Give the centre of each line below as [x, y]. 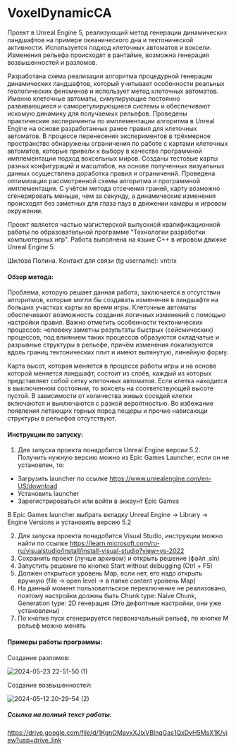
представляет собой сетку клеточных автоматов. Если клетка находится [117, 381]
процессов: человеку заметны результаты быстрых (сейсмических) [110, 330]
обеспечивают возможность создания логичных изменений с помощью [117, 315]
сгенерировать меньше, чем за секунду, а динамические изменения [112, 196]
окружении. [25, 211]
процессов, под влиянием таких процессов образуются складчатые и [113, 337]
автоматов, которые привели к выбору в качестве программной [105, 151]
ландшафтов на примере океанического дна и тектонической [100, 39]
